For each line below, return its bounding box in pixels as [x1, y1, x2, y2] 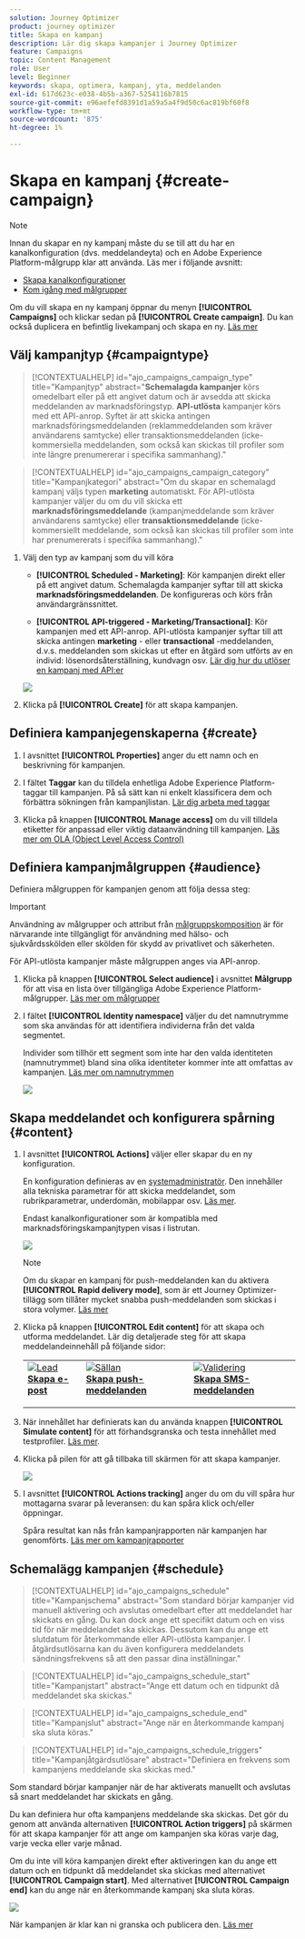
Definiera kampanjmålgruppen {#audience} [9, 859, 261, 874]
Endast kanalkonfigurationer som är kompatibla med [22, 1213, 218, 1224]
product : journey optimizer [9, 22, 116, 31]
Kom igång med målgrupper [22, 284, 128, 295]
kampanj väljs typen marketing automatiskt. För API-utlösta [31, 486, 255, 497]
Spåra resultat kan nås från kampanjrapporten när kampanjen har [22, 1525, 268, 1536]
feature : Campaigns [9, 47, 84, 56]
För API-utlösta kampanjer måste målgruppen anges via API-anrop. [9, 956, 261, 967]
